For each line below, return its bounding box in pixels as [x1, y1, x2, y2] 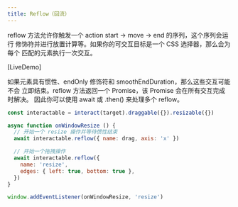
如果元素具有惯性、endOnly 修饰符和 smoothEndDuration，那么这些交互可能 [7, 77, 231, 86]
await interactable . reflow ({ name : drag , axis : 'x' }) [13, 135, 180, 142]
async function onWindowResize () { [7, 122, 116, 129]
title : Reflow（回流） [7, 10, 70, 18]
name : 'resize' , [20, 161, 69, 168]
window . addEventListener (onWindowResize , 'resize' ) [7, 194, 163, 201]
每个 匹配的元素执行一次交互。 [7, 48, 97, 57]
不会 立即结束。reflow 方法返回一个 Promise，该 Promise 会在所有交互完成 [7, 86, 226, 94]
